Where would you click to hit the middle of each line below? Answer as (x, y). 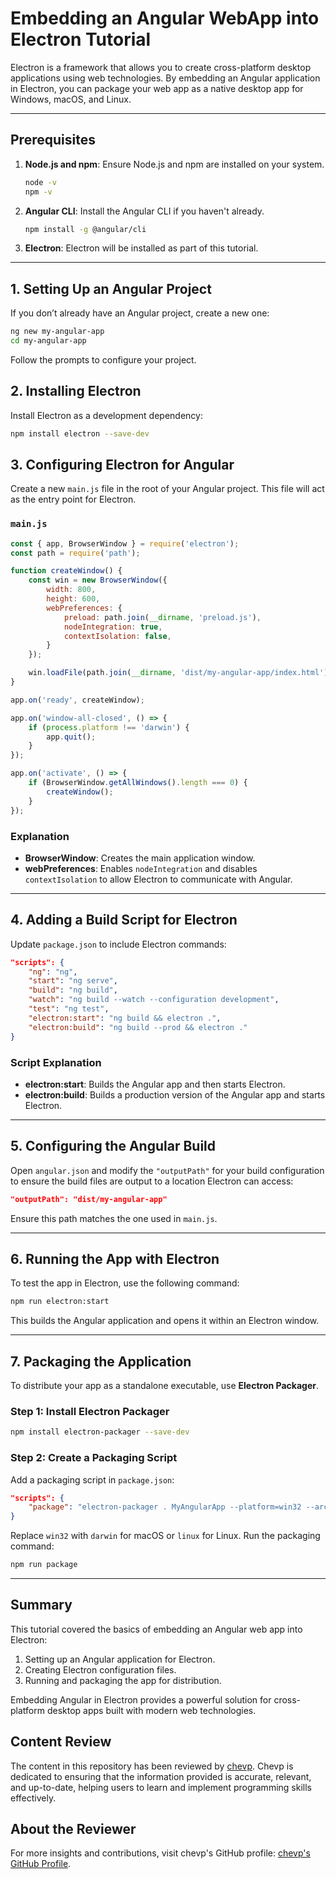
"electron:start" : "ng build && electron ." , (125, 1018)
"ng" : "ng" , (53, 972)
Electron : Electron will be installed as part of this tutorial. (141, 248)
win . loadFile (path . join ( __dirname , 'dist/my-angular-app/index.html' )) (180, 673)
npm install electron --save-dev (80, 433)
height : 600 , (73, 599)
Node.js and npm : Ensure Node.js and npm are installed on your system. (174, 164)
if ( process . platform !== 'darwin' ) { (109, 727)
